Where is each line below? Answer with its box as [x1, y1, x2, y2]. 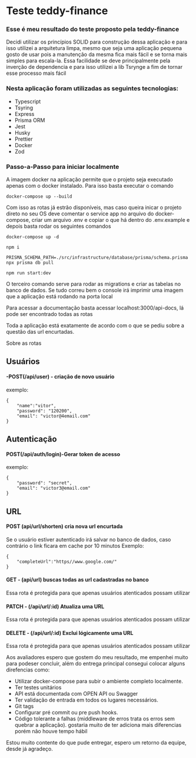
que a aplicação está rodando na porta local [6, 293, 113, 300]
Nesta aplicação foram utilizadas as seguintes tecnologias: [6, 84, 179, 92]
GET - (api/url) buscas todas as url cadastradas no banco [6, 576, 149, 583]
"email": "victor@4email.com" [16, 413, 91, 419]
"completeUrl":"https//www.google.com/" [16, 558, 117, 564]
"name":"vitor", [16, 403, 57, 408]
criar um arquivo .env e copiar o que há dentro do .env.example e [31, 217, 190, 224]
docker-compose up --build [6, 194, 72, 200]
